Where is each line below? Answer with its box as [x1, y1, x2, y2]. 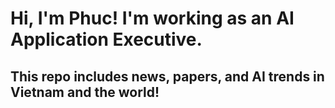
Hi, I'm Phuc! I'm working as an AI [10, 7, 295, 30]
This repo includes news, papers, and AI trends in [10, 68, 325, 85]
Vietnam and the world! [10, 83, 160, 101]
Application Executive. [10, 28, 203, 51]
